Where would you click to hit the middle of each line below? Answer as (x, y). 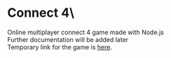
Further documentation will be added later (68, 39)
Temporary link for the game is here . (60, 47)
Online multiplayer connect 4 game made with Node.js (86, 32)
